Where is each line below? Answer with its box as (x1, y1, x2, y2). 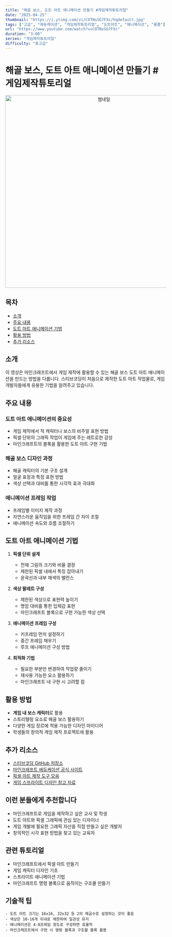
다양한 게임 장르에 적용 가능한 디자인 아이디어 (12, 722, 103, 729)
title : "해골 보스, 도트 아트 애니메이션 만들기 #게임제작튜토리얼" (5, 7, 129, 13)
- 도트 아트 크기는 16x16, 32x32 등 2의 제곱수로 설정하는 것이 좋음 (5, 911, 134, 916)
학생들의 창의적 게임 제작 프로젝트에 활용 (12, 729, 94, 735)
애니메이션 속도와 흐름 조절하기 (12, 520, 75, 526)
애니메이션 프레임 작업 (5, 494, 56, 502)
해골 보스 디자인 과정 (5, 455, 53, 462)
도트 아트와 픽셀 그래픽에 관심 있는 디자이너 (12, 817, 99, 823)
